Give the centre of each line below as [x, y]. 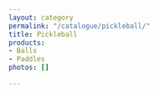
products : [27, 43]
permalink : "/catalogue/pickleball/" [79, 26]
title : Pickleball [43, 34]
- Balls [23, 51]
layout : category [41, 17]
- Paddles [27, 59]
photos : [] [29, 68]
